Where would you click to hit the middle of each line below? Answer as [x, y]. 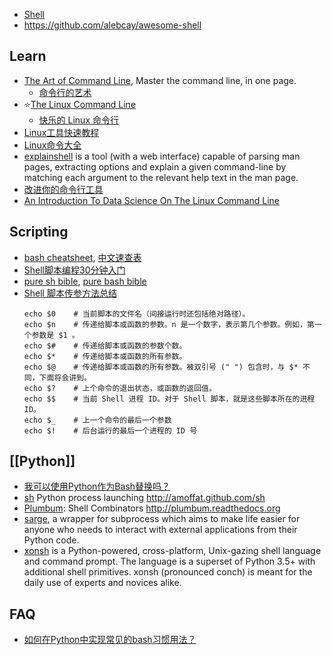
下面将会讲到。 [65, 377]
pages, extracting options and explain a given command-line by [155, 166]
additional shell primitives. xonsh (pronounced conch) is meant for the [168, 572]
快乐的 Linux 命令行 [78, 120]
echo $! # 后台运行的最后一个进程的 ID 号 [110, 430]
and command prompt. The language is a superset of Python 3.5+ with [169, 561]
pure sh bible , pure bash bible [85, 281]
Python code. [51, 540]
